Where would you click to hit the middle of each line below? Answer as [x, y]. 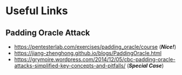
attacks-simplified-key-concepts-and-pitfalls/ [70, 66]
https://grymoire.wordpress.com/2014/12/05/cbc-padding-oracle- [95, 59]
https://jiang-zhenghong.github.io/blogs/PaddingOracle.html [88, 53]
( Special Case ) [145, 66]
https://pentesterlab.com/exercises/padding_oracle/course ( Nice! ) [95, 47]
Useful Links [37, 11]
